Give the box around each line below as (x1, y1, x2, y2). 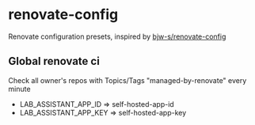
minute (8, 84, 31, 93)
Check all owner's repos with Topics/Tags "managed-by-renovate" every (8, 75, 247, 85)
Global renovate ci (8, 55, 101, 68)
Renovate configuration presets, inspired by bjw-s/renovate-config (8, 32, 226, 41)
